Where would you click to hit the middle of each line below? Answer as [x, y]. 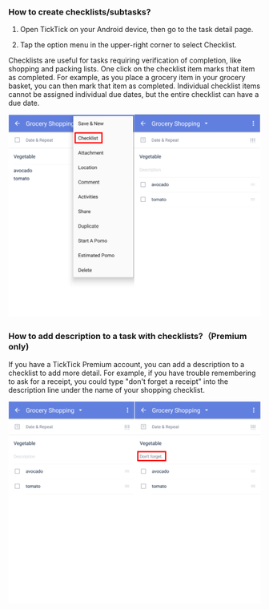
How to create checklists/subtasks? [80, 12]
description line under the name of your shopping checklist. [107, 390]
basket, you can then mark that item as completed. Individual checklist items [134, 86]
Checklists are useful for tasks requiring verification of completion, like [125, 61]
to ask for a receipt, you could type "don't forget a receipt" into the [118, 381]
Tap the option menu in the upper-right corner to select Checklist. [128, 45]
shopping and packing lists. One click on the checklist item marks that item [132, 69]
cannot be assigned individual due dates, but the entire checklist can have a [134, 95]
